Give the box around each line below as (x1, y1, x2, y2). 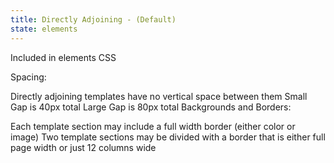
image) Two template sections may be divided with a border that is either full (10, 131, 326, 143)
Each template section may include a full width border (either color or (10, 120, 296, 132)
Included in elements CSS (10, 51, 117, 63)
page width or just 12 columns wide (10, 141, 157, 153)
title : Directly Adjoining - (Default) (10, 14, 177, 25)
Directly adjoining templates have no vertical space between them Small (10, 90, 308, 102)
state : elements (10, 24, 78, 34)
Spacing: (10, 71, 47, 83)
